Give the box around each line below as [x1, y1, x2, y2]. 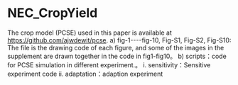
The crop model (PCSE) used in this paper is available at [7, 28, 173, 37]
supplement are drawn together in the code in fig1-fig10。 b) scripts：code [7, 52, 227, 60]
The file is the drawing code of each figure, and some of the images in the [7, 43, 225, 52]
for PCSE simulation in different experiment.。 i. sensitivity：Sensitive [7, 60, 211, 69]
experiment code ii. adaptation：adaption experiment [7, 69, 163, 78]
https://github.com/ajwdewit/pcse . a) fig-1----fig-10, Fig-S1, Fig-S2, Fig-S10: [7, 35, 232, 44]
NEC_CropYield [7, 5, 98, 21]
